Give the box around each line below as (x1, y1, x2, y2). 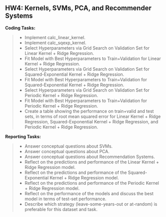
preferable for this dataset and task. (24, 206, 98, 212)
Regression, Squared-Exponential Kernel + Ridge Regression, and (24, 118, 159, 124)
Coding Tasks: (5, 25, 36, 31)
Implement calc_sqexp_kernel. (24, 40, 86, 46)
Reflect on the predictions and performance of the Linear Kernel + (24, 159, 160, 165)
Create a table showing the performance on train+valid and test (24, 108, 154, 114)
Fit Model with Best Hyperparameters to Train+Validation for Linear (24, 55, 161, 61)
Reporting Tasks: (5, 133, 41, 139)
